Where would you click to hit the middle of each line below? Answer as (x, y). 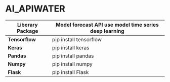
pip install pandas (73, 56)
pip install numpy (72, 64)
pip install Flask (71, 72)
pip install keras (71, 47)
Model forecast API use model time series (107, 25)
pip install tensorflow (77, 39)
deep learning (108, 31)
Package (28, 31)
